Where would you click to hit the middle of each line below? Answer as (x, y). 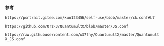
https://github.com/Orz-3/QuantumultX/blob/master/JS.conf (67, 27)
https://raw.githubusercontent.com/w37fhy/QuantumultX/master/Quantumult (82, 35)
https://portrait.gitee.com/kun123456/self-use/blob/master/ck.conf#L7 (80, 18)
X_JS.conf (15, 39)
